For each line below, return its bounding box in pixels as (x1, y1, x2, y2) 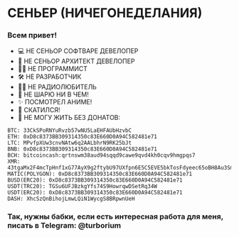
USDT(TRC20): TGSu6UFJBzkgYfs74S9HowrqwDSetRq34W (7, 183, 158, 190)
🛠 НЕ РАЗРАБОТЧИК (17, 72, 82, 81)
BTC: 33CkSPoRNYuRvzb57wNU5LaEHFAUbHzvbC (7, 127, 132, 134)
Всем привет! (7, 31, 57, 40)
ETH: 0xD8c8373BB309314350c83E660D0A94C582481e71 (7, 133, 158, 140)
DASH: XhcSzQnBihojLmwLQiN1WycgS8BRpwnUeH (7, 195, 135, 203)
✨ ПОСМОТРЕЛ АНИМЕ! (17, 98, 92, 106)
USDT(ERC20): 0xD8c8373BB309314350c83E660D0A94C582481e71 (7, 189, 183, 197)
